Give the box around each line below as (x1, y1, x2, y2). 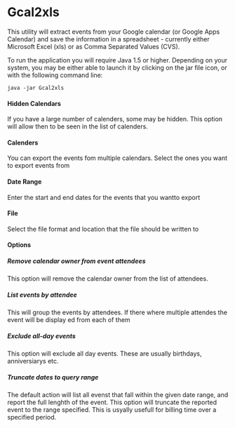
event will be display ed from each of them (7, 316, 131, 324)
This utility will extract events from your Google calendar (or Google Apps (7, 27, 220, 36)
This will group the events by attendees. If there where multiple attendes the (7, 308, 228, 316)
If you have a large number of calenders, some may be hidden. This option (7, 115, 223, 123)
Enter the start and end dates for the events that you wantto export (7, 193, 201, 201)
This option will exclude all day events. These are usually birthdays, (7, 349, 202, 358)
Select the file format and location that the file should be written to (7, 225, 199, 233)
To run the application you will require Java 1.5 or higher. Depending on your (7, 55, 228, 64)
